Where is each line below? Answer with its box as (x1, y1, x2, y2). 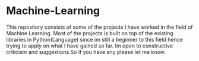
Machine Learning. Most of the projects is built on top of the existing (6, 29, 173, 36)
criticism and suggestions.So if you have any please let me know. (6, 48, 166, 55)
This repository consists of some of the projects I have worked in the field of (6, 23, 193, 30)
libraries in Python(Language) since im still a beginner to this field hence (6, 36, 183, 43)
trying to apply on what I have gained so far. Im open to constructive (6, 42, 173, 49)
